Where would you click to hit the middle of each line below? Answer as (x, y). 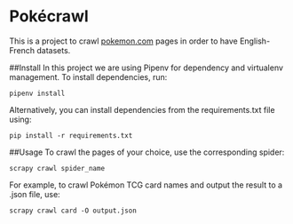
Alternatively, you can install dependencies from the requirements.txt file (142, 109)
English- (255, 41)
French (22, 50)
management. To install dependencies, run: (88, 76)
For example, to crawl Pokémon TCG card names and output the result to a (146, 185)
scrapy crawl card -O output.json (73, 211)
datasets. (54, 50)
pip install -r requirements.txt (71, 135)
